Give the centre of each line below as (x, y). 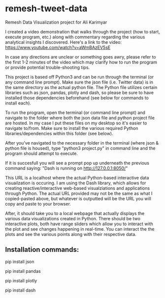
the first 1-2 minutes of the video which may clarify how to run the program (81, 62)
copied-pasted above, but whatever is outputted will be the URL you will (78, 198)
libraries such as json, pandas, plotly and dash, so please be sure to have (80, 92)
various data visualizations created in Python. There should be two (73, 218)
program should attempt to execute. (41, 153)
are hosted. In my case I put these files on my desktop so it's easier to (76, 123)
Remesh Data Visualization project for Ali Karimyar (56, 22)
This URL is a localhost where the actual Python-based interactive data (77, 178)
